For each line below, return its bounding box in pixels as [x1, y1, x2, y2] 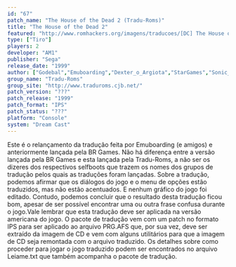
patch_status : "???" [7, 108, 68, 115]
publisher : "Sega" [7, 56, 61, 63]
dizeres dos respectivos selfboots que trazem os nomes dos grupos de [7, 163, 214, 171]
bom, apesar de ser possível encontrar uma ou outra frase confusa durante [7, 200, 225, 208]
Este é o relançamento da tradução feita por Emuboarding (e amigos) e [7, 140, 213, 149]
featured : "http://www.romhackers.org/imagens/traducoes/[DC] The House [7, 29, 225, 37]
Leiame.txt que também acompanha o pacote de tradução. [7, 252, 178, 260]
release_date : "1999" [7, 62, 71, 69]
